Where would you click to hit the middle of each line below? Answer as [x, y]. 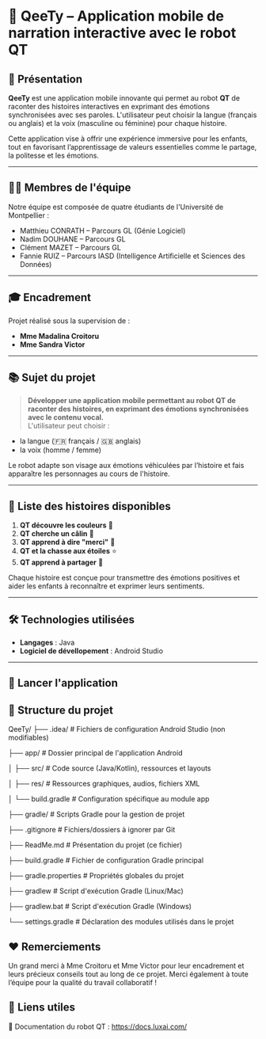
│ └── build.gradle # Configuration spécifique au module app [109, 799]
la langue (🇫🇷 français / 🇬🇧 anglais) [80, 441]
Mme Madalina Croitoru [59, 336]
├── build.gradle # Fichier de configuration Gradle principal [106, 860]
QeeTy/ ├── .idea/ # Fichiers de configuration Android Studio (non [117, 729]
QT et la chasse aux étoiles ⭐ [68, 551]
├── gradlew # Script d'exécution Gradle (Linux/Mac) [96, 891]
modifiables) [28, 738]
